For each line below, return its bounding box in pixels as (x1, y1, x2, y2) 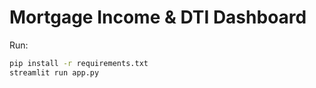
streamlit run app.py (9, 67, 100, 78)
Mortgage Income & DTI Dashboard (9, 6, 307, 29)
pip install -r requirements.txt (9, 58, 149, 68)
